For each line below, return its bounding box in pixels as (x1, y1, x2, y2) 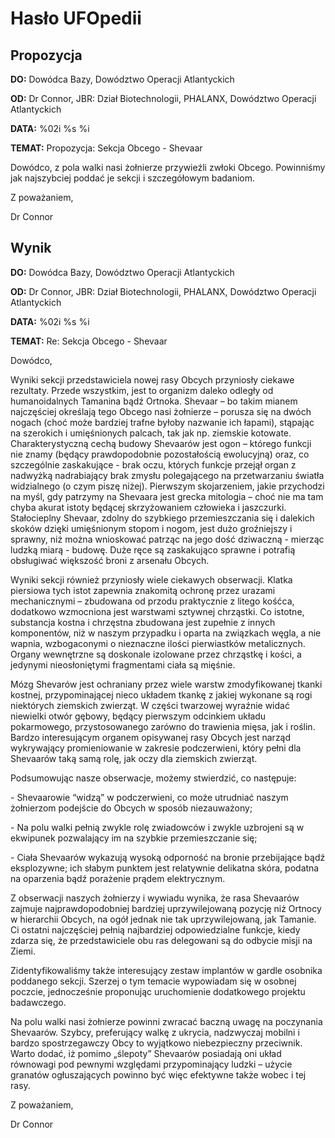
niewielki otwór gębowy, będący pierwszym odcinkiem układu (10, 710, 267, 722)
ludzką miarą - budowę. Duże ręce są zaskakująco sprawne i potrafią (10, 543, 296, 556)
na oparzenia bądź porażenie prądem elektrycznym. (10, 872, 226, 884)
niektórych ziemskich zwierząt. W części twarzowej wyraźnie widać (10, 699, 290, 711)
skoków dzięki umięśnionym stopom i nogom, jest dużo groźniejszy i (10, 522, 293, 534)
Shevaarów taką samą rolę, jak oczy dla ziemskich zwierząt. (10, 752, 258, 764)
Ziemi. (10, 945, 37, 957)
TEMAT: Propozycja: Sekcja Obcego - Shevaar (10, 142, 203, 154)
